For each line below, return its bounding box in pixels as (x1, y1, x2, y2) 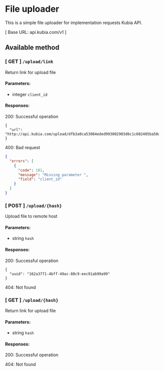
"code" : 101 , (18, 168, 45, 173)
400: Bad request (5, 145, 41, 151)
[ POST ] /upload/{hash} (5, 202, 62, 209)
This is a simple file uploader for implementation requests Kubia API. (5, 20, 143, 26)
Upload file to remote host (5, 213, 58, 219)
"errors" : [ (9, 159, 34, 163)
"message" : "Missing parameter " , (18, 172, 89, 177)
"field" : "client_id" (18, 177, 62, 182)
